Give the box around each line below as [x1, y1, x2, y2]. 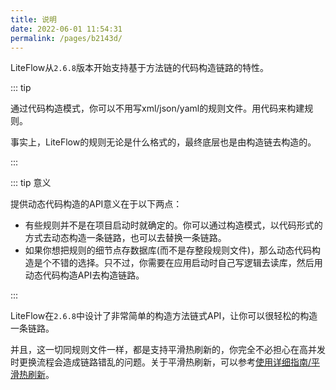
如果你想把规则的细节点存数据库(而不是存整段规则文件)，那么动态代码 [24, 244, 313, 256]
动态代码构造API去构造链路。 [24, 269, 145, 281]
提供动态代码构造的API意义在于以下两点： [10, 198, 183, 210]
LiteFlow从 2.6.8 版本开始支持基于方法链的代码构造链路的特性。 [10, 62, 269, 74]
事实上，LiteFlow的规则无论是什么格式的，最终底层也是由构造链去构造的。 [10, 136, 317, 148]
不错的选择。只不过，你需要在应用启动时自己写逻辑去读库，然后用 [51, 257, 323, 269]
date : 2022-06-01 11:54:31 [10, 24, 123, 34]
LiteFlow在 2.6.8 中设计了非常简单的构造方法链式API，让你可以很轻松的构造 [10, 310, 318, 322]
